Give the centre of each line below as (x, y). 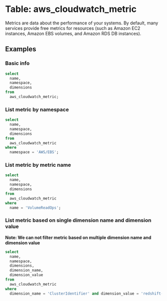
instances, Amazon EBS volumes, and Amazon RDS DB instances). (73, 33)
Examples (21, 49)
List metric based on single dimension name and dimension (78, 220)
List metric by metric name (38, 165)
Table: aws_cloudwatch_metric (71, 9)
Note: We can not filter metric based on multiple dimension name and (78, 237)
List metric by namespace (37, 109)
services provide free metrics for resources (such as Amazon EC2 (73, 28)
